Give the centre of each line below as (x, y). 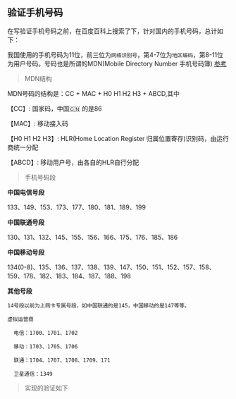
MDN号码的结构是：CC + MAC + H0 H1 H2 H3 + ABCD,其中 (93, 93)
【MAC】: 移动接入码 (38, 123)
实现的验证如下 (46, 388)
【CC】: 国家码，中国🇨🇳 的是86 (55, 109)
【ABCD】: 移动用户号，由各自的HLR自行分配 (73, 162)
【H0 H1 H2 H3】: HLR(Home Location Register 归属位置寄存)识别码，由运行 (118, 138)
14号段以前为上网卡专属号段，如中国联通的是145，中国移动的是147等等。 (99, 305)
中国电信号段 (26, 192)
